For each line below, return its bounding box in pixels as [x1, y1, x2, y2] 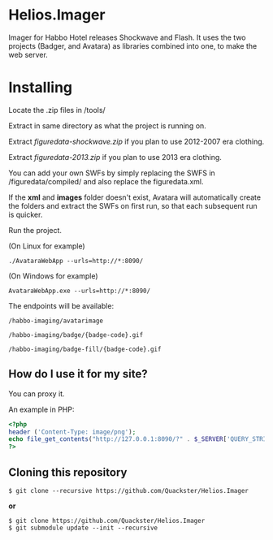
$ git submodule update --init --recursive [8, 524, 158, 532]
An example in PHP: [8, 404, 75, 414]
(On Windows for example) [8, 270, 99, 281]
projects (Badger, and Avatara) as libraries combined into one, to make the [8, 41, 258, 50]
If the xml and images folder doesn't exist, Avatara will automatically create [8, 192, 262, 202]
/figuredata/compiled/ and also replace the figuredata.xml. [8, 176, 205, 186]
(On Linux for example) [8, 241, 85, 251]
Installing [8, 79, 73, 97]
